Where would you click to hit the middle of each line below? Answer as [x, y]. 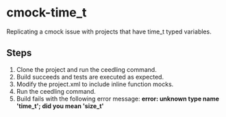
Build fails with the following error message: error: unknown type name [118, 99]
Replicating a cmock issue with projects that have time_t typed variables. [109, 31]
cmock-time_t [47, 13]
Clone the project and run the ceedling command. [86, 69]
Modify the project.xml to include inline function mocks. [95, 84]
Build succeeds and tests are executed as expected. [90, 77]
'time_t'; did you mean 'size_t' [60, 106]
